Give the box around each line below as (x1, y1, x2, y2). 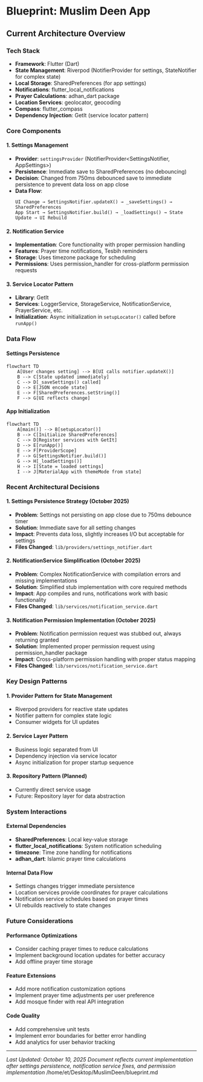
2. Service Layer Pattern (6, 732, 68, 739)
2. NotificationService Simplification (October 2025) (6, 557, 141, 564)
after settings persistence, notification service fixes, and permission (6, 1062, 176, 1069)
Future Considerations (6, 917, 74, 925)
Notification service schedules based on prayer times (14, 895, 149, 902)
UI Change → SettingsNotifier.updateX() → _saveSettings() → (14, 199, 173, 205)
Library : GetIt (14, 294, 50, 301)
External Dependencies (6, 823, 66, 830)
